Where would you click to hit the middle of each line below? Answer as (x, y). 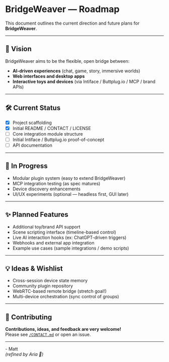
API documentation (32, 145)
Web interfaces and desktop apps (49, 76)
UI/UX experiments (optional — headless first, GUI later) (70, 194)
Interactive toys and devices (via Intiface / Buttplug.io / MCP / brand (84, 81)
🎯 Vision (18, 49)
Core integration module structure (48, 134)
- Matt (12, 349)
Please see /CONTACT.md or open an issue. (48, 334)
